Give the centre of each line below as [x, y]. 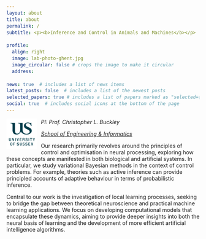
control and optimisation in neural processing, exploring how [117, 152]
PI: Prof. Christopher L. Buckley [80, 122]
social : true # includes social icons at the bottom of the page [93, 104]
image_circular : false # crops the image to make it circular [93, 65]
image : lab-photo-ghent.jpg [48, 58]
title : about [23, 19]
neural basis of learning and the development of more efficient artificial [96, 223]
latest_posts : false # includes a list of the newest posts [86, 91]
